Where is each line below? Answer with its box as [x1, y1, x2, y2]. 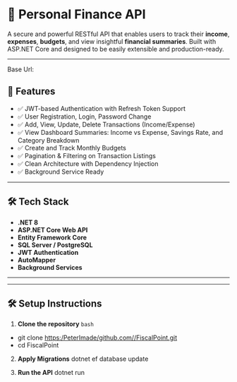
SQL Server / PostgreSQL [17, 240, 93, 249]
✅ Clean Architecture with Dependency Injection [17, 159, 159, 168]
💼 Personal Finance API [7, 6, 146, 23]
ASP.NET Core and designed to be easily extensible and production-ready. [7, 44, 224, 53]
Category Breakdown [17, 136, 80, 144]
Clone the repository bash [17, 320, 94, 328]
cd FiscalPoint [17, 341, 59, 350]
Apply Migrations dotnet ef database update [17, 354, 149, 363]
